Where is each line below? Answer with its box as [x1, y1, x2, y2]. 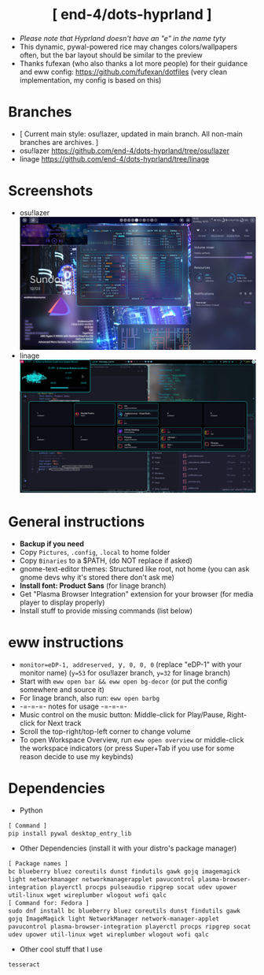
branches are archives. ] [19, 138, 99, 147]
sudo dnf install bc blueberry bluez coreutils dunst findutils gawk [8, 907, 241, 915]
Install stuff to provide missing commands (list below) [19, 606, 193, 616]
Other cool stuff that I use [19, 944, 103, 955]
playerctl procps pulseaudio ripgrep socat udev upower [49, 884, 237, 891]
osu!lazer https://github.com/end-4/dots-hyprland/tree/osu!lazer [19, 146, 230, 155]
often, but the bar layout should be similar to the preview [19, 50, 203, 60]
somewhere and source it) [19, 685, 104, 694]
